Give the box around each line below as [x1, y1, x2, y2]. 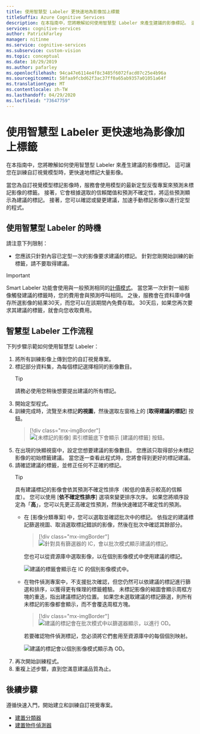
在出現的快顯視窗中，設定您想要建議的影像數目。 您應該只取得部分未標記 [14, 446, 194, 454]
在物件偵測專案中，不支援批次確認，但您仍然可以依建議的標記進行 [23, 578, 186, 586]
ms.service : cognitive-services [6, 42, 86, 48]
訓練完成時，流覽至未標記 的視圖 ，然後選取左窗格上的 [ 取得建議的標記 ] [14, 408, 187, 415]
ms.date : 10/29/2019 [6, 59, 58, 65]
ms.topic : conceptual [6, 53, 60, 59]
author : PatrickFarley [6, 31, 62, 37]
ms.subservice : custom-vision [6, 48, 82, 54]
